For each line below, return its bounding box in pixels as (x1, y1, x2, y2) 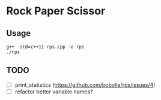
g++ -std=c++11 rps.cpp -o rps (6, 44, 85, 50)
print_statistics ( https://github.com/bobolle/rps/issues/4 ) (14, 81, 156, 88)
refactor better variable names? (14, 88, 93, 95)
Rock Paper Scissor (6, 4, 106, 18)
